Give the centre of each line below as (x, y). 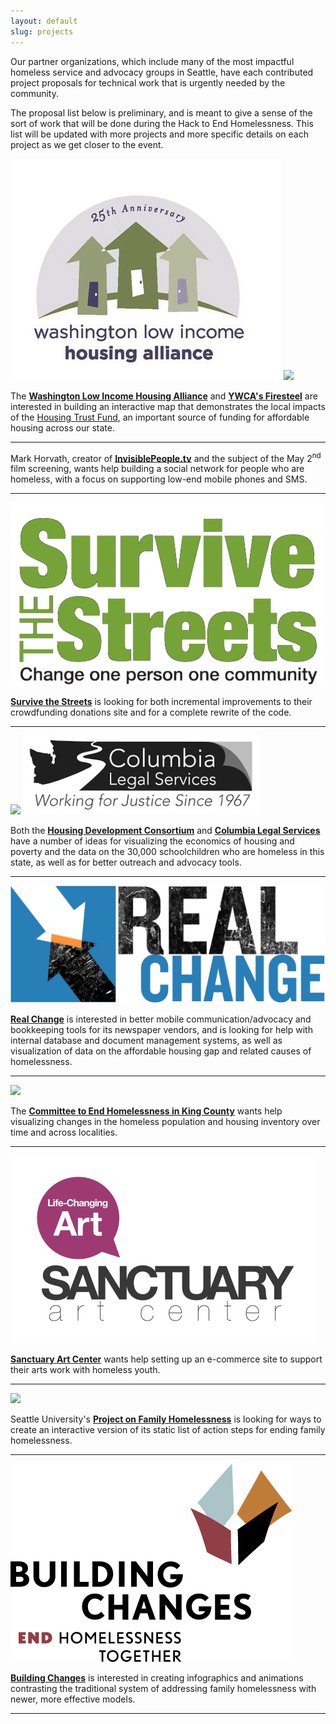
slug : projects (42, 31)
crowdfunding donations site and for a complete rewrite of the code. (151, 712)
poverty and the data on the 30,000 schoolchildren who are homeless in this (167, 852)
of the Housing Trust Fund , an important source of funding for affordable (160, 417)
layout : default (44, 21)
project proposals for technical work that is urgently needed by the (148, 82)
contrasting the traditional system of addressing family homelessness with (163, 1689)
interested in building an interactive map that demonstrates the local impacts (168, 406)
